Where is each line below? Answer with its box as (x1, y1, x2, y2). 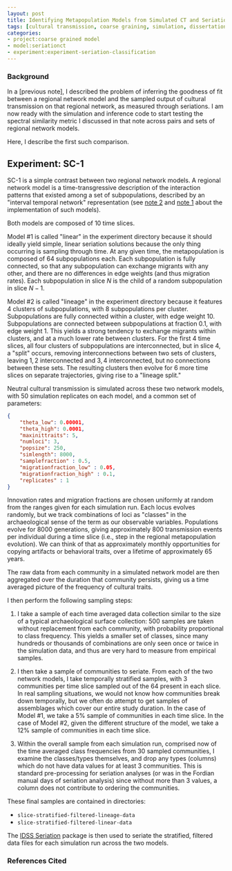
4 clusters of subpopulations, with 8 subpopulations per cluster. (7, 304, 188, 313)
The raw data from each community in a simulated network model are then (7, 568, 220, 577)
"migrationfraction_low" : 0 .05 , (19, 464, 116, 471)
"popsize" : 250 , (19, 445, 67, 452)
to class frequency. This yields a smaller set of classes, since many (17, 632, 209, 640)
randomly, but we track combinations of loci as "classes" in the (7, 511, 186, 519)
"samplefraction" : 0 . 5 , (19, 458, 91, 465)
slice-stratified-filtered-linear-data (17, 819, 133, 827)
